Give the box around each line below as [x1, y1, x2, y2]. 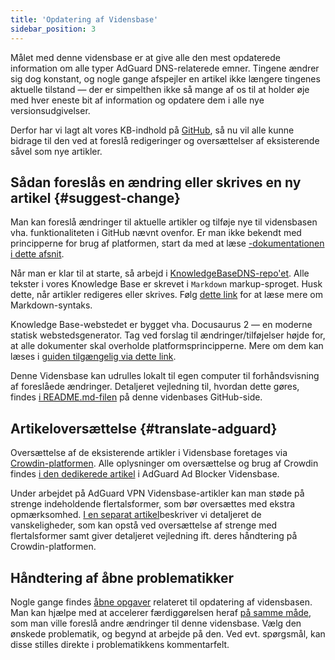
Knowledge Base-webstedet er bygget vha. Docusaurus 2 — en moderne [10, 319, 313, 331]
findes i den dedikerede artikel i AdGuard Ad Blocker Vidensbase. [10, 468, 280, 480]
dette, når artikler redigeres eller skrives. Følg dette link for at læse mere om [10, 289, 323, 301]
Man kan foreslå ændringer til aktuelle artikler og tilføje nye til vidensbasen [10, 216, 318, 228]
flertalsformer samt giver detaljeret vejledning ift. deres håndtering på [10, 530, 298, 542]
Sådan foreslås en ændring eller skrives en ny [10, 174, 302, 191]
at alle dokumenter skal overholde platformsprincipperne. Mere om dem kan [10, 340, 324, 352]
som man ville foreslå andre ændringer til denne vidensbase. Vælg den [10, 617, 302, 629]
